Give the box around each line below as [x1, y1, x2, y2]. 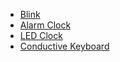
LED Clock [19, 30, 63, 41]
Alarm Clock [19, 19, 72, 31]
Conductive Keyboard [19, 40, 110, 52]
